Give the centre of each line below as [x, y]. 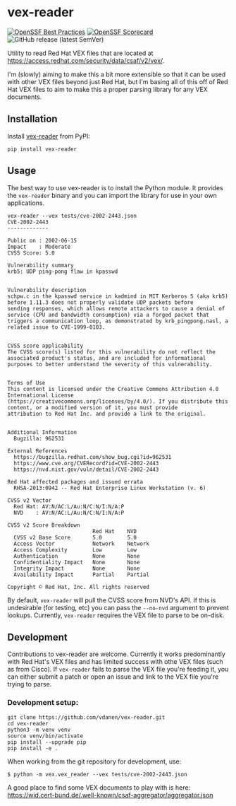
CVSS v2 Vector [30, 500]
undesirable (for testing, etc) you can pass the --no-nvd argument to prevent [118, 607]
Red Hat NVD [115, 531]
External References [38, 451]
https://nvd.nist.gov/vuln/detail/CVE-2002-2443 [86, 469]
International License [41, 395]
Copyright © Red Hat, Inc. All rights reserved [79, 587]
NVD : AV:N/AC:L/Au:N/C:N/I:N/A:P [69, 513]
